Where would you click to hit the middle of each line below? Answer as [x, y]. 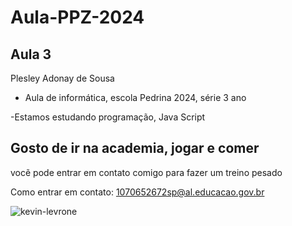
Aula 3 [31, 54]
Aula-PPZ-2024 [77, 17]
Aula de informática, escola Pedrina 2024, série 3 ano [135, 97]
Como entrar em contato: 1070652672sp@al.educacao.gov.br [137, 192]
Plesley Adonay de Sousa [62, 78]
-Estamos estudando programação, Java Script [108, 117]
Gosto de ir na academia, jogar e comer [135, 148]
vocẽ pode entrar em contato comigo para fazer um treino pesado [146, 172]
